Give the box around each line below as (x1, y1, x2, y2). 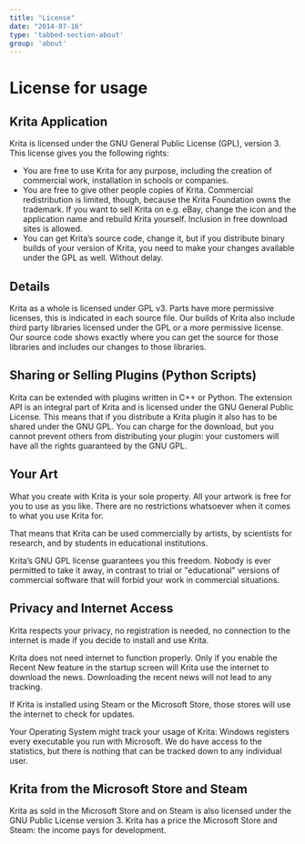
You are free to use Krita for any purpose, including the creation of (22, 166, 272, 176)
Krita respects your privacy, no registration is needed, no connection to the (9, 625, 291, 636)
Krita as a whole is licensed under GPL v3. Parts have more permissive (9, 303, 275, 314)
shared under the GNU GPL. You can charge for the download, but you (9, 420, 275, 432)
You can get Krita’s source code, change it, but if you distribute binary (22, 233, 285, 244)
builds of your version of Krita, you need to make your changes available (22, 243, 295, 254)
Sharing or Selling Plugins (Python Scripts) (9, 367, 258, 383)
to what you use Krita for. (9, 510, 105, 521)
